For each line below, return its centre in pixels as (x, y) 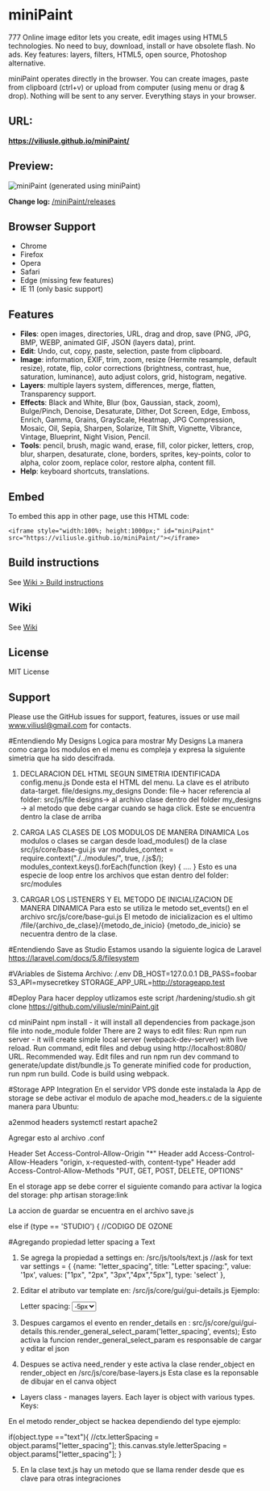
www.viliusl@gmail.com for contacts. (70, 726)
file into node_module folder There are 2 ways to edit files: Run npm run (127, 1031)
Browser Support (52, 227)
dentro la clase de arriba (61, 817)
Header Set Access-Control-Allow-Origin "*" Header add (103, 1154)
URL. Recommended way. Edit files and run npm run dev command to (124, 1057)
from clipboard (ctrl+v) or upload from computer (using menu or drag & (127, 87)
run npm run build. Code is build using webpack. (89, 1074)
